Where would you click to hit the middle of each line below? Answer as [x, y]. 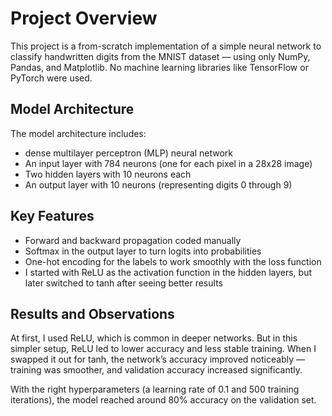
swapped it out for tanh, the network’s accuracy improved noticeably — [157, 359]
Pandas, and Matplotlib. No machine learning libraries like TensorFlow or [159, 67]
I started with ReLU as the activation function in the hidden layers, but [168, 272]
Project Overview [84, 18]
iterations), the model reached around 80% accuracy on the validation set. [163, 400]
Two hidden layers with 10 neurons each [108, 174]
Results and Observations [92, 313]
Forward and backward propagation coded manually [133, 240]
